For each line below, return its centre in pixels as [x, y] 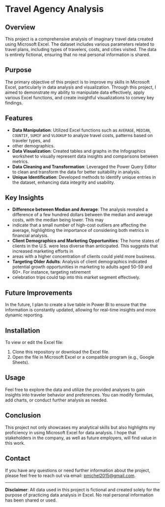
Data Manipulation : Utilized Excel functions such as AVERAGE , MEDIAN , [82, 130]
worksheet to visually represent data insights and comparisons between [85, 156]
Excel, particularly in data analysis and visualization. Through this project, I [81, 87]
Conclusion [23, 415]
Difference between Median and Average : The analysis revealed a [80, 209]
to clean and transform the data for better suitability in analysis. [76, 172]
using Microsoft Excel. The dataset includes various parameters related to [80, 44]
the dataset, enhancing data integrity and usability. [64, 182]
